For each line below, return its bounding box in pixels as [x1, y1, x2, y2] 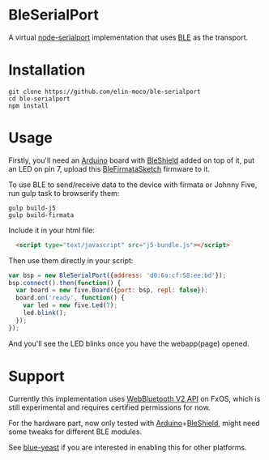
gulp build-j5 [8, 204, 57, 212]
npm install [8, 101, 49, 110]
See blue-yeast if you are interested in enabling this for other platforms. [8, 442, 247, 452]
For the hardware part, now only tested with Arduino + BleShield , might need [8, 418, 261, 428]
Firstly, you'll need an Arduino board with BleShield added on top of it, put [8, 155, 255, 165]
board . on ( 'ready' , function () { [15, 294, 126, 302]
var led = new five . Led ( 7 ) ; [23, 301, 117, 309]
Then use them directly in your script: [8, 255, 134, 265]
